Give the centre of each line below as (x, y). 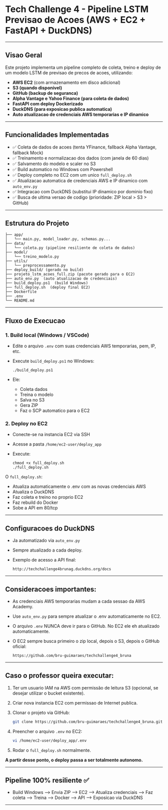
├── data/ (15, 244)
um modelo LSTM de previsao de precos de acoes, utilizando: (69, 73)
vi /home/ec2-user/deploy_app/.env (49, 740)
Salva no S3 (32, 400)
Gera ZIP (29, 406)
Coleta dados (34, 389)
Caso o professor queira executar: (59, 676)
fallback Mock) (28, 153)
